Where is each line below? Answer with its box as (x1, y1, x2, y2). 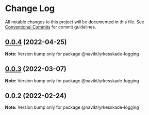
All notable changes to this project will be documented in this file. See (5, 19, 145, 25)
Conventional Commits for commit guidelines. (5, 24, 96, 29)
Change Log (5, 3, 55, 14)
